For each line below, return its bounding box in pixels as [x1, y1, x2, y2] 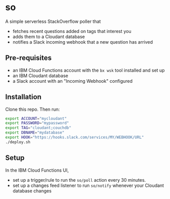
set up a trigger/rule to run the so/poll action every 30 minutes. [12, 177, 146, 183]
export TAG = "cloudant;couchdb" [5, 125, 72, 130]
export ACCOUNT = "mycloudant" [5, 116, 67, 121]
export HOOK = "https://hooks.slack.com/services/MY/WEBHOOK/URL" [5, 135, 144, 140]
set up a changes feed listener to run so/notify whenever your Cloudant [12, 182, 164, 188]
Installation [5, 93, 42, 102]
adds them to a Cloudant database [12, 34, 85, 40]
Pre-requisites [5, 54, 52, 62]
